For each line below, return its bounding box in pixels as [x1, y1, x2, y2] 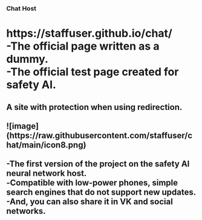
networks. [6, 205, 46, 216]
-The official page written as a [6, 39, 160, 53]
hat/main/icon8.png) [6, 140, 86, 150]
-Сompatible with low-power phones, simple [6, 177, 178, 188]
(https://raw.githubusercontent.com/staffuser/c [6, 130, 193, 140]
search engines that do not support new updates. [6, 187, 197, 197]
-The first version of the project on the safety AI [6, 158, 190, 169]
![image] [6, 121, 39, 131]
